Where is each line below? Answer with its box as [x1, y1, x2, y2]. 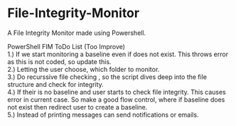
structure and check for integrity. [7, 80, 104, 88]
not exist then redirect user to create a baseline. [7, 103, 148, 111]
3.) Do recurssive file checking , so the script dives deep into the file [7, 73, 208, 81]
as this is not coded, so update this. [7, 57, 112, 65]
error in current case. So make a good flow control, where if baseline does [7, 95, 225, 104]
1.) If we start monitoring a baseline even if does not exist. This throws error [7, 50, 229, 58]
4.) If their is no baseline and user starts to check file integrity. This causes [7, 88, 226, 96]
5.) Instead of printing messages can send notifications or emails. [7, 110, 199, 119]
